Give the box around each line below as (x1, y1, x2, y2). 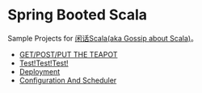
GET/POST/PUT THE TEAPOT (19, 49, 118, 59)
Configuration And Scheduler (19, 75, 117, 85)
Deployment (19, 66, 61, 76)
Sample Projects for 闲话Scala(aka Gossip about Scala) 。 (7, 33, 199, 43)
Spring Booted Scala (7, 6, 147, 24)
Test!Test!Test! (19, 58, 69, 68)
